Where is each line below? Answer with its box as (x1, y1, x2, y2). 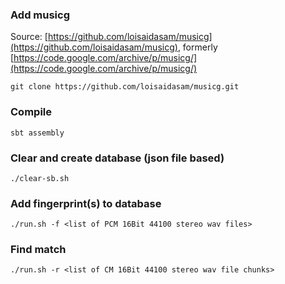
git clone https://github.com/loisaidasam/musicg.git (10, 82, 240, 92)
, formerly (177, 41, 218, 53)
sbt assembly (10, 128, 65, 138)
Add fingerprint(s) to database (10, 196, 162, 210)
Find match (10, 243, 67, 257)
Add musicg (10, 8, 71, 22)
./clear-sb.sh (10, 173, 70, 183)
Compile (10, 105, 52, 119)
